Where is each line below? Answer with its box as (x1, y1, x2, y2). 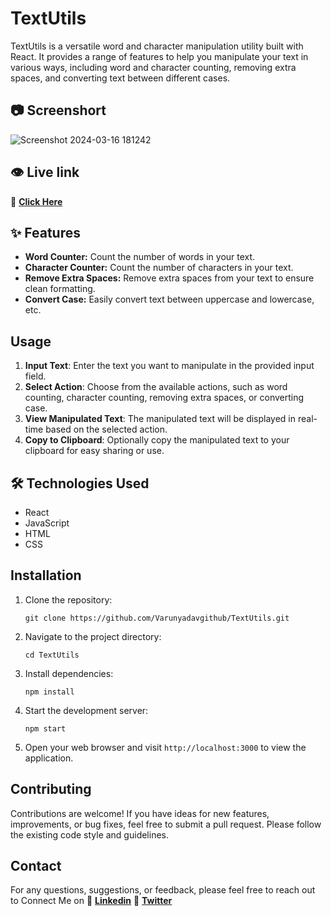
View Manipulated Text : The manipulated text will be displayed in (24, 413, 297, 425)
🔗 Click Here (10, 195, 63, 207)
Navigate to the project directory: (24, 630, 162, 642)
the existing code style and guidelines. (10, 828, 169, 841)
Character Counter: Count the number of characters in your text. (24, 262, 294, 274)
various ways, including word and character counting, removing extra (10, 61, 297, 73)
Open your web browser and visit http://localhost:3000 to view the (24, 741, 307, 753)
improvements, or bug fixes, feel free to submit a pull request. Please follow (10, 818, 322, 830)
